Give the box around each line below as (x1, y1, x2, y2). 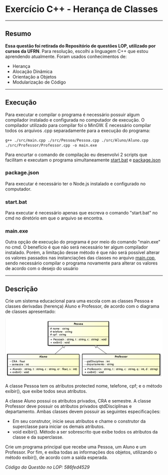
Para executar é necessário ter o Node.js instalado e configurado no (5, 180, 146, 186)
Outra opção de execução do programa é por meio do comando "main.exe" (5, 239, 161, 245)
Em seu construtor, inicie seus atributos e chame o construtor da (12, 418, 146, 424)
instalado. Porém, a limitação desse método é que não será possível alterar (5, 249, 160, 255)
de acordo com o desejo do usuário (5, 265, 78, 271)
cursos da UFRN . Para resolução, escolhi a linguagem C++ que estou (5, 48, 148, 54)
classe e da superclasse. (12, 434, 64, 440)
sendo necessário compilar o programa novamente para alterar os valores (5, 260, 158, 266)
